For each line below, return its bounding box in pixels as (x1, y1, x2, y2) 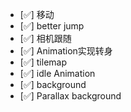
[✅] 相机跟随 (19, 33, 72, 44)
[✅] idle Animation (19, 68, 96, 79)
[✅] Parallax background (19, 90, 122, 102)
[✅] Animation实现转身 (19, 45, 113, 57)
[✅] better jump (19, 20, 85, 32)
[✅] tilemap (19, 56, 68, 68)
